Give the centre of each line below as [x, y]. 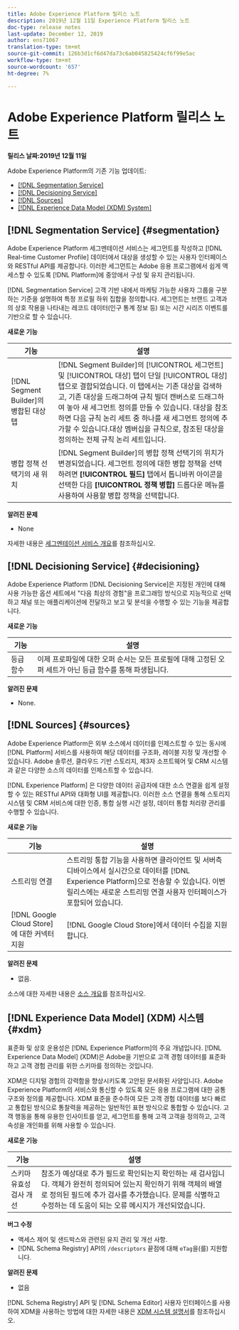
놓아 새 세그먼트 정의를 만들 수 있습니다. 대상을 [140, 408]
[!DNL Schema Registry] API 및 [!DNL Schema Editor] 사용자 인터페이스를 [113, 1302]
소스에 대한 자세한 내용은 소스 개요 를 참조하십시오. [77, 994]
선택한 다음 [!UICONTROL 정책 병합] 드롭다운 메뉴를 [142, 485]
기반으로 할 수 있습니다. [40, 316]
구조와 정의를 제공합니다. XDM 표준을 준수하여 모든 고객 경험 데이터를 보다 [110, 1098]
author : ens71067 [33, 41]
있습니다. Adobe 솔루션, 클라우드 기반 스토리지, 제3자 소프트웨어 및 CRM [108, 761]
